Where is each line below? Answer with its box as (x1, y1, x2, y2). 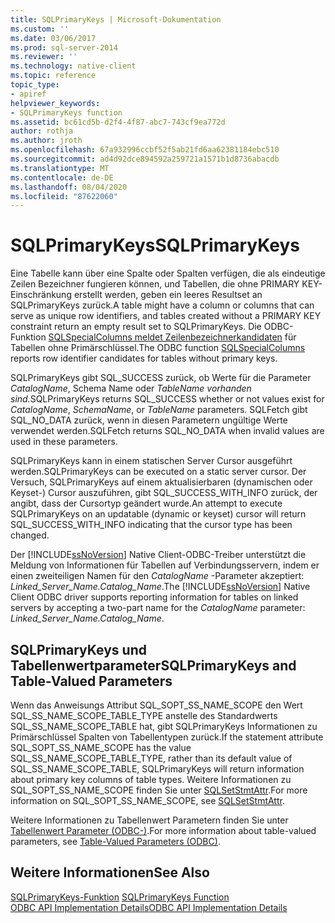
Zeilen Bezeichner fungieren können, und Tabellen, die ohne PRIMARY (10, 278, 300, 290)
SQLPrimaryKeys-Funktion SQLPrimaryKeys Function (10, 891, 230, 903)
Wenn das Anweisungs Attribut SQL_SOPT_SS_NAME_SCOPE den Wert (10, 699, 303, 711)
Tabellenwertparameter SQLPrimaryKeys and (10, 657, 297, 674)
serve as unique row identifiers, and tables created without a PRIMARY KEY (10, 310, 322, 322)
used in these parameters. (10, 436, 118, 448)
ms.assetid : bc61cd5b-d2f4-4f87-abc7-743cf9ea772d (10, 117, 226, 127)
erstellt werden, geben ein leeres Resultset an (73, 289, 263, 301)
